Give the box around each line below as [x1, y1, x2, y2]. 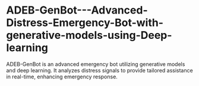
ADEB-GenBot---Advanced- [6, 4, 149, 17]
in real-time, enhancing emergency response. [6, 73, 118, 80]
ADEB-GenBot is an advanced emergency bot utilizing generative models [6, 60, 185, 68]
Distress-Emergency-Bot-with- [6, 16, 164, 29]
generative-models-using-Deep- [6, 29, 172, 42]
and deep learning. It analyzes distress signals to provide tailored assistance [6, 67, 193, 74]
